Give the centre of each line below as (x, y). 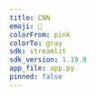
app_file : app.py (42, 69)
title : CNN (30, 18)
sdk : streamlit (38, 52)
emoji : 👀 (26, 26)
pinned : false (36, 77)
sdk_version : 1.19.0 (48, 60)
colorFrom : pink (40, 34)
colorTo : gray (36, 43)
